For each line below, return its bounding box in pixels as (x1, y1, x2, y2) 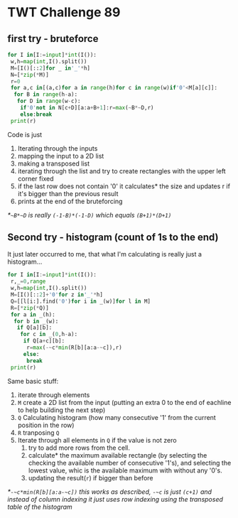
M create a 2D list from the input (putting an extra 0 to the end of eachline (17, 398, 232, 406)
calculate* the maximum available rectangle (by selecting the (28, 450, 207, 459)
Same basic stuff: (7, 377, 59, 385)
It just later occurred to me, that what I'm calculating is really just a (7, 250, 202, 259)
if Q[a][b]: (16, 324, 53, 331)
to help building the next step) (17, 406, 106, 414)
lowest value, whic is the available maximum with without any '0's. (28, 466, 222, 475)
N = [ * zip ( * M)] (10, 71, 50, 78)
